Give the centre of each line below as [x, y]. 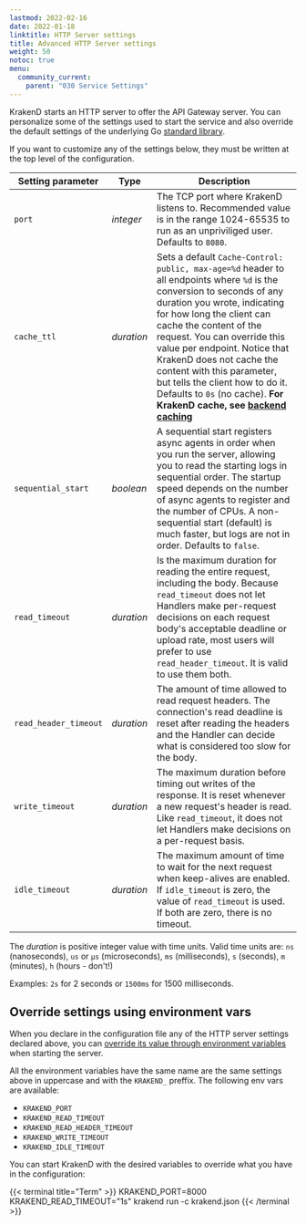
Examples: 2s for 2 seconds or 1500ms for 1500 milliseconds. [122, 983]
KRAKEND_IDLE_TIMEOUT [63, 1147]
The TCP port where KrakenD [219, 196]
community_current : [55, 78]
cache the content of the [209, 325]
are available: [35, 1090]
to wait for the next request [214, 867]
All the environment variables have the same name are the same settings [146, 1071]
